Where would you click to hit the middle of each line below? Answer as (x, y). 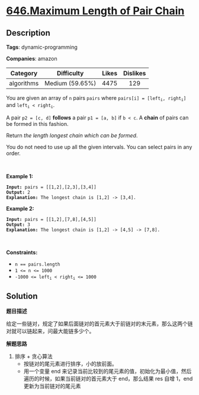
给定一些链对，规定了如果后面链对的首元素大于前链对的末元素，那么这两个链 (99, 323)
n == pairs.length (37, 264)
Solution (22, 296)
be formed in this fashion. (38, 124)
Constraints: (22, 252)
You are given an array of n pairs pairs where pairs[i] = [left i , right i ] (96, 98)
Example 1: (20, 176)
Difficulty (70, 73)
